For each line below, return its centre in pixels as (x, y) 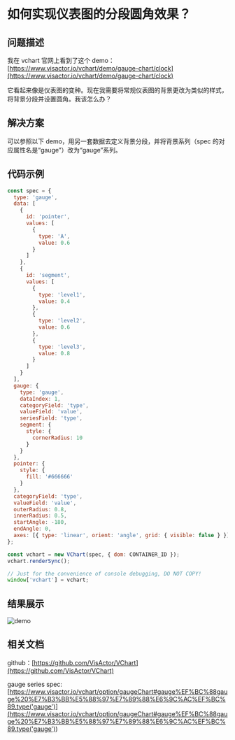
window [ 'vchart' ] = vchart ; (48, 580)
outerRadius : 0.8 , (41, 509)
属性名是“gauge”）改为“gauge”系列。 (67, 150)
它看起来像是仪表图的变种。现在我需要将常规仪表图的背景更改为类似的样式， (117, 90)
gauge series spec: (35, 684)
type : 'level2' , (62, 321)
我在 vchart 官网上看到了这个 (49, 61)
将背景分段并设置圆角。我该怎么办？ (59, 99)
